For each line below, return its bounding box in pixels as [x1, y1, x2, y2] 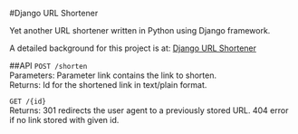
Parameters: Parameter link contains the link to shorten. [9, 70, 217, 81]
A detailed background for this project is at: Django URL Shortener [9, 43, 256, 53]
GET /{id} [9, 97, 47, 106]
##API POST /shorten [9, 61, 88, 71]
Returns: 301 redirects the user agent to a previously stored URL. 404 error [9, 105, 289, 116]
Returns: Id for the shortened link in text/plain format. [9, 80, 207, 90]
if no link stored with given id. [9, 115, 120, 125]
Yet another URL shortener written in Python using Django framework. [9, 25, 271, 35]
